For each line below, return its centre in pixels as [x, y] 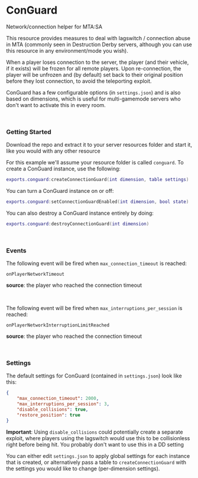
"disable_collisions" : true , [53, 410]
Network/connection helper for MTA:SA [54, 27]
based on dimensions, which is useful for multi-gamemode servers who [94, 99]
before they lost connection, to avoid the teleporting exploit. [79, 81]
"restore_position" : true [49, 415]
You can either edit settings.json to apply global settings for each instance [98, 456]
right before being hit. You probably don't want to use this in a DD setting [95, 444]
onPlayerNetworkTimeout [35, 274]
